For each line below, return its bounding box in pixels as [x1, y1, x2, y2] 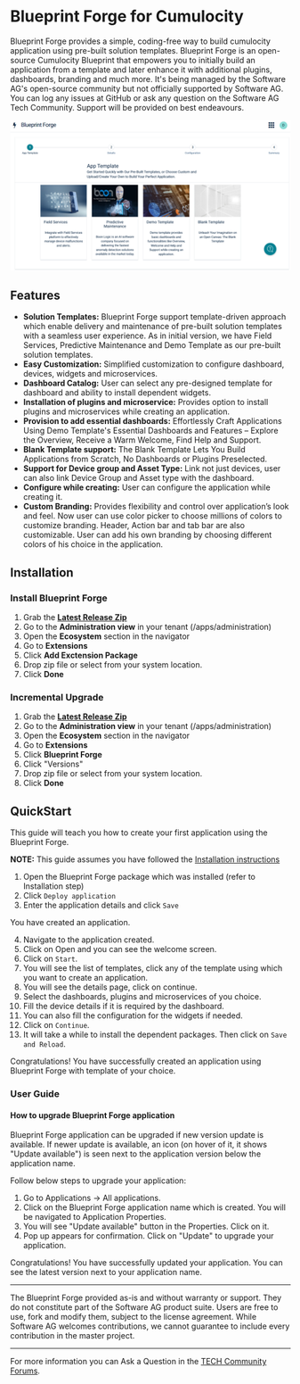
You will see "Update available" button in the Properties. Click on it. [22, 1221, 270, 1232]
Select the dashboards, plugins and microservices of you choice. [22, 991, 262, 1002]
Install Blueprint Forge [10, 592, 108, 604]
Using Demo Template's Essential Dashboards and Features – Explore [22, 426, 279, 436]
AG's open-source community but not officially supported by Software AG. [10, 83, 284, 94]
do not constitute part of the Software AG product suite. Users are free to [10, 1302, 279, 1313]
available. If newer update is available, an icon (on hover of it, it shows [10, 1140, 268, 1150]
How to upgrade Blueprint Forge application [10, 1109, 175, 1121]
